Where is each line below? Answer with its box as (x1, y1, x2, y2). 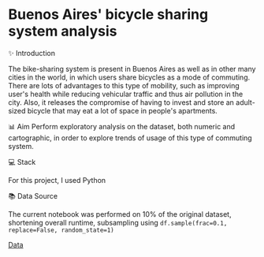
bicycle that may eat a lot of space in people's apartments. (27, 106, 218, 115)
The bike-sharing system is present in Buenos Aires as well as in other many (8, 64, 256, 73)
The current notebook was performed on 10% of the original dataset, (8, 209, 232, 218)
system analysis (8, 22, 117, 40)
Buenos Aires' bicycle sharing (8, 6, 209, 24)
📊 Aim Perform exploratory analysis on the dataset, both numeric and (8, 121, 236, 131)
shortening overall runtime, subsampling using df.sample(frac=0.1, (8, 218, 228, 227)
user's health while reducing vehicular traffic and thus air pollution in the (8, 89, 244, 99)
